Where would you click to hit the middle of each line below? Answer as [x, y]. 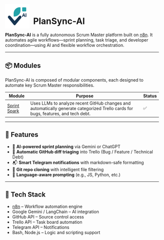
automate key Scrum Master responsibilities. [50, 85]
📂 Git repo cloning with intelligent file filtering [58, 169]
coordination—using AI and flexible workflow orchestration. [65, 45]
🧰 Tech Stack [25, 195]
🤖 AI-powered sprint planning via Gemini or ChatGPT [66, 146]
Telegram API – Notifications [41, 227]
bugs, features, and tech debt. [60, 113]
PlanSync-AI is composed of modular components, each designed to [74, 80]
